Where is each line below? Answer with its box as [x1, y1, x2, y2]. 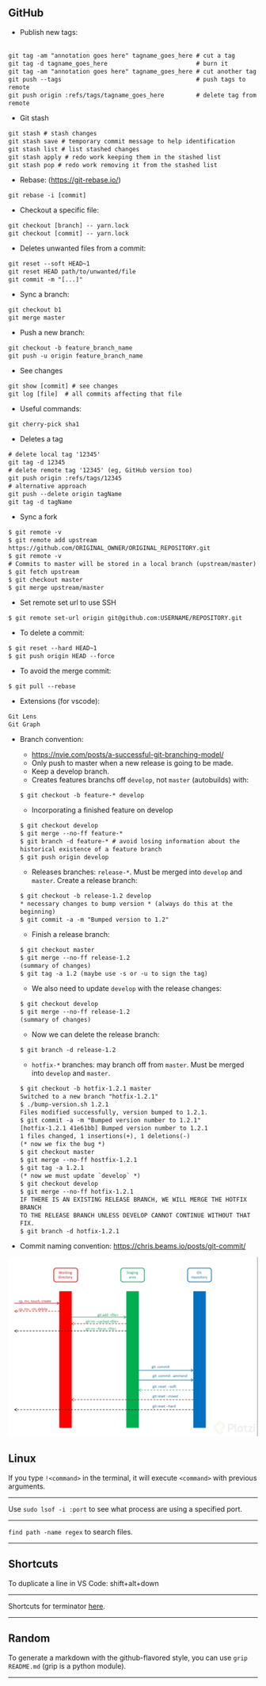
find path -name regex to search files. [8, 1527, 133, 1536]
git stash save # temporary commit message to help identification [8, 137, 236, 145]
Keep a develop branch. [31, 767, 109, 776]
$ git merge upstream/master [8, 583, 104, 591]
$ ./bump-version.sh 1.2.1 [19, 1100, 109, 1108]
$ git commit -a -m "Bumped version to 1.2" [19, 916, 169, 923]
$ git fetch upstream [8, 568, 80, 575]
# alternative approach [8, 482, 87, 490]
